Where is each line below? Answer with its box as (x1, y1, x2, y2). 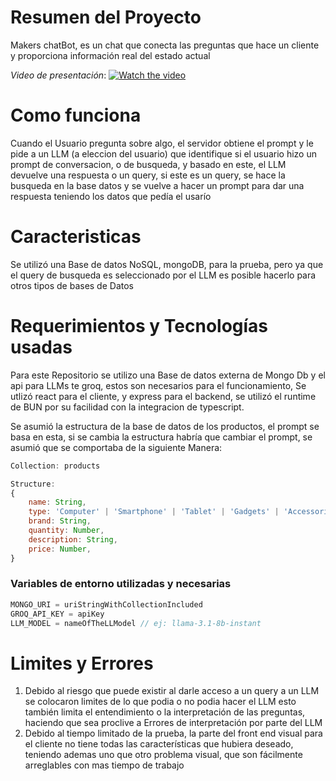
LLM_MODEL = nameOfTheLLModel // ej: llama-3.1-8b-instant (10, 618, 262, 628)
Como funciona (10, 104, 142, 127)
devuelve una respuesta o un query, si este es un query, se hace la (10, 169, 286, 181)
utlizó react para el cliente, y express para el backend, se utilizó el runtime (10, 390, 317, 402)
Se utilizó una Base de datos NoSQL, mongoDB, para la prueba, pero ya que (10, 258, 324, 270)
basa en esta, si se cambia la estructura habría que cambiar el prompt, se (10, 431, 313, 443)
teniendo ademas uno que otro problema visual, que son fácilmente (24, 749, 303, 761)
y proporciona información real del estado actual (10, 49, 211, 61)
